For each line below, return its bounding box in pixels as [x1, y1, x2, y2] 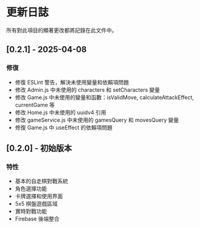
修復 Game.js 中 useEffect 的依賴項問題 [14, 124, 113, 131]
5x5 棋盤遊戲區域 [14, 200, 58, 207]
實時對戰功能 [14, 207, 47, 215]
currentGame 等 [14, 101, 55, 109]
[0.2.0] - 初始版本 [6, 143, 72, 154]
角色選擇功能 [14, 185, 47, 192]
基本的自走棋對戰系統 [14, 177, 68, 185]
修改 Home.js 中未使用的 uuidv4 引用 [14, 109, 107, 116]
